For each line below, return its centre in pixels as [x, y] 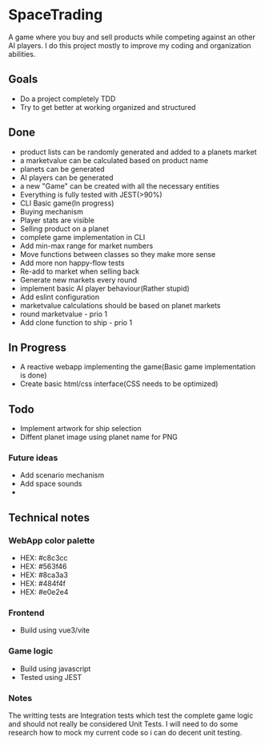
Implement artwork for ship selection [80, 429]
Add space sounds [51, 484]
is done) [33, 376]
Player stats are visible [57, 220]
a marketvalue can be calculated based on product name [114, 160]
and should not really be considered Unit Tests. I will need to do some [123, 724]
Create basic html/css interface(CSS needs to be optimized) [119, 384]
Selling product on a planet [64, 228]
